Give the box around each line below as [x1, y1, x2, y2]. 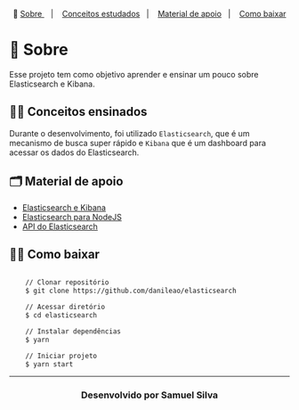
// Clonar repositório [25, 278, 109, 287]
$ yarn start [25, 359, 74, 369]
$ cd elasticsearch [25, 311, 98, 320]
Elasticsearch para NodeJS [21, 211, 122, 222]
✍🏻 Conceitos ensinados [9, 104, 148, 119]
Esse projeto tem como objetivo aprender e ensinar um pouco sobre [9, 69, 259, 79]
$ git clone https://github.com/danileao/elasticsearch [25, 286, 238, 296]
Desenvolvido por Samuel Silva [80, 389, 219, 401]
